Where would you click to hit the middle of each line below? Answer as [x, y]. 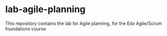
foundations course [26, 28]
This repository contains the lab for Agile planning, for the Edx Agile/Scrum [84, 23]
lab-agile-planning [45, 9]
